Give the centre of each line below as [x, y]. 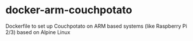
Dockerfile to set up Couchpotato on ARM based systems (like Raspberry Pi [96, 26]
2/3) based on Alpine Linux [38, 32]
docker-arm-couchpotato [69, 10]
